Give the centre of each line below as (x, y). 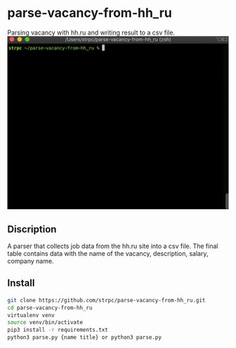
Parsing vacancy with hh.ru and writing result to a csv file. (91, 32)
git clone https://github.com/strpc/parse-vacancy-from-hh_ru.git (106, 300)
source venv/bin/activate (45, 323)
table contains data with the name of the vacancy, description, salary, (108, 254)
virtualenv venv (31, 315)
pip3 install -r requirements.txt (58, 330)
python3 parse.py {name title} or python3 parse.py (84, 337)
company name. (31, 261)
